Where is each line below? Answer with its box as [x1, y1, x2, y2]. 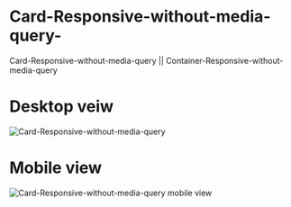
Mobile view [9, 157, 102, 178]
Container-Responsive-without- [166, 55, 284, 66]
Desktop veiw [9, 96, 114, 117]
